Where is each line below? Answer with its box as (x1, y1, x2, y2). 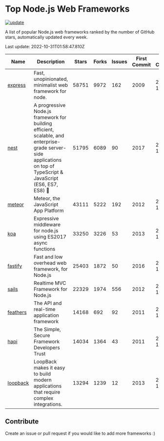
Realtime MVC (33, 279, 66, 286)
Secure (33, 332, 50, 339)
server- (48, 144, 67, 151)
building (33, 120, 52, 127)
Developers (33, 344, 60, 351)
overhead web (33, 259, 67, 266)
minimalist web (33, 81, 68, 88)
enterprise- (33, 138, 61, 145)
